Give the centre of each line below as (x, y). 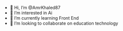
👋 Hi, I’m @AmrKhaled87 (35, 8)
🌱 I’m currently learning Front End (44, 18)
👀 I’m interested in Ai (31, 13)
